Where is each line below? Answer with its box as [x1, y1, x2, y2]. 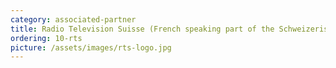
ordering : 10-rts [10, 33, 83, 43]
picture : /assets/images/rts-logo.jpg [10, 42, 172, 53]
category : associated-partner [10, 14, 137, 25]
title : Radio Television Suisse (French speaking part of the [10, 24, 275, 34]
